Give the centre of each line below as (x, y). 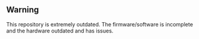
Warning (23, 10)
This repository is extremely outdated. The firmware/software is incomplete (100, 24)
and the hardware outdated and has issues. (60, 31)
